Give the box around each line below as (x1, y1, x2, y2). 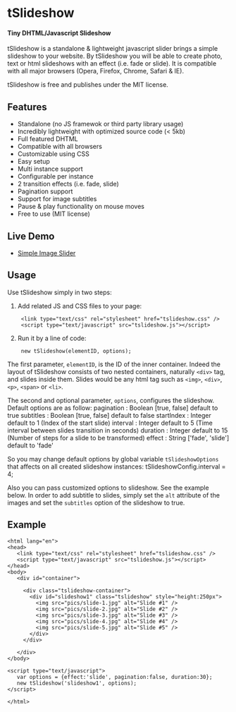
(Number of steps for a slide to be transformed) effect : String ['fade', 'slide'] (7, 433, 230, 442)
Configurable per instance (17, 172, 94, 181)
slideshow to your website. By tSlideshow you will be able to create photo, (7, 52, 223, 61)
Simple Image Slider (17, 249, 76, 258)
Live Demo (7, 230, 55, 242)
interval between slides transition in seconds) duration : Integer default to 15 (7, 426, 228, 435)
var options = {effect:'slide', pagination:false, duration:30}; (16, 673, 213, 680)
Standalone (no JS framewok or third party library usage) (17, 120, 184, 128)
